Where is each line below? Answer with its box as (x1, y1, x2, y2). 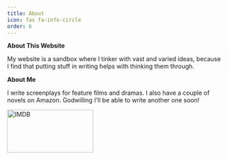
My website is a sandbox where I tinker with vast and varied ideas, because (7, 55, 221, 63)
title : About (7, 10, 45, 17)
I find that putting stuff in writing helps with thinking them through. (7, 62, 194, 71)
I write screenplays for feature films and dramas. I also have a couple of (7, 89, 210, 97)
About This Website (7, 42, 65, 50)
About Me (7, 76, 36, 84)
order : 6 (7, 23, 32, 30)
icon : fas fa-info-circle (7, 16, 81, 23)
